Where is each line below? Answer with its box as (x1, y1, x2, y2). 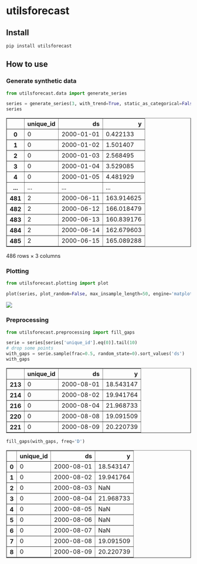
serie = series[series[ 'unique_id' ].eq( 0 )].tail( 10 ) (6, 340, 138, 346)
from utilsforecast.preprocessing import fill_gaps (6, 329, 135, 335)
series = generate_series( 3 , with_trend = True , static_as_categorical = (6, 101, 182, 107)
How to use (6, 59, 48, 69)
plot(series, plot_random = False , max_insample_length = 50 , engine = (6, 291, 172, 297)
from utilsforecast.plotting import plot (6, 280, 109, 286)
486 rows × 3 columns (6, 253, 61, 260)
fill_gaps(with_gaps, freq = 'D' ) (6, 438, 85, 444)
